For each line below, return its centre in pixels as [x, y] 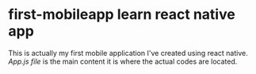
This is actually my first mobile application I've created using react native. [128, 53]
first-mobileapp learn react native [122, 15]
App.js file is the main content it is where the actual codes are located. [123, 61]
